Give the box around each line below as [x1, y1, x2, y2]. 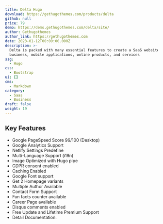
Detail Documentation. [12, 214, 57, 220]
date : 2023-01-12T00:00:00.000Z [5, 39, 70, 44]
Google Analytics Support [12, 142, 64, 148]
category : [5, 88, 25, 93]
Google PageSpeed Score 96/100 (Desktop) [12, 137, 100, 143]
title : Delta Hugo [5, 7, 42, 12]
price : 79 [5, 20, 25, 26]
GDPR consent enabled [12, 163, 59, 169]
